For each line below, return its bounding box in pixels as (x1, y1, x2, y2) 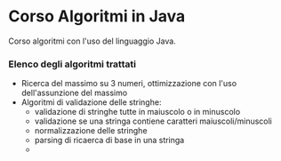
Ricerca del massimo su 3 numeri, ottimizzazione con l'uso (20, 78, 237, 89)
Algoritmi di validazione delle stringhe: (20, 97, 162, 108)
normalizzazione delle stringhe (34, 125, 148, 136)
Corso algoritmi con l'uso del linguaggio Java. (8, 36, 177, 46)
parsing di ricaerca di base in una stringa (34, 135, 185, 146)
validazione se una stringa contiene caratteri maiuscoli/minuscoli (34, 116, 273, 126)
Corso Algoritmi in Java (8, 6, 186, 27)
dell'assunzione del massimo (20, 87, 128, 99)
